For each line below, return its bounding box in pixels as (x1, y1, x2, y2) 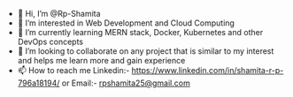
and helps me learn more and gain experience (17, 56, 186, 65)
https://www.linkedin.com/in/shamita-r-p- (131, 65, 284, 75)
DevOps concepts (17, 36, 84, 47)
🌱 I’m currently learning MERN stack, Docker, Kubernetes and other (17, 27, 264, 37)
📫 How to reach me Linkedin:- (17, 65, 130, 75)
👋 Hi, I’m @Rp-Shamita (17, 9, 101, 19)
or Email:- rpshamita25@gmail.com (61, 78, 190, 88)
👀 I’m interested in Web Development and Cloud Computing (17, 18, 235, 28)
